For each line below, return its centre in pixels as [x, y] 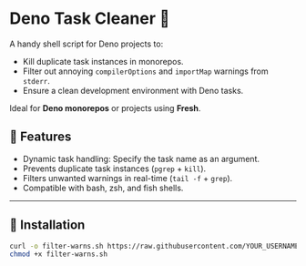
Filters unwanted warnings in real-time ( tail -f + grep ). [127, 178]
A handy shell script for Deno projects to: [87, 44]
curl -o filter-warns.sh [56, 246]
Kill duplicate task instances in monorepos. [103, 61]
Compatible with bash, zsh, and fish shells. [103, 188]
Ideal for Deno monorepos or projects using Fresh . [105, 107]
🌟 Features [41, 137]
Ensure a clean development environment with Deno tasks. [133, 90]
